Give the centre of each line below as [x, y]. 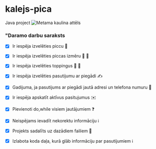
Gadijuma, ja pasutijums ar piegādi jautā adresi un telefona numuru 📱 [82, 88]
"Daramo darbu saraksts [35, 35]
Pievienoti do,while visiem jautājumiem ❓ [53, 109]
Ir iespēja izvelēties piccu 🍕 [40, 46]
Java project [18, 23]
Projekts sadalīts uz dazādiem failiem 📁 [52, 131]
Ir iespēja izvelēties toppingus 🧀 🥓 [47, 66]
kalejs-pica [29, 9]
